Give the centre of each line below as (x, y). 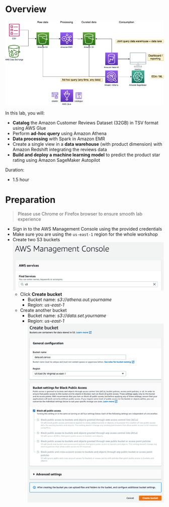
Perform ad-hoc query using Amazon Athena (60, 133)
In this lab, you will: (25, 113)
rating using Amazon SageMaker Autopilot (56, 160)
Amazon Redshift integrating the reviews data (60, 149)
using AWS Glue (29, 128)
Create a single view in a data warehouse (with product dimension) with (87, 144)
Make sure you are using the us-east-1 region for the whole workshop (85, 234)
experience (29, 219)
